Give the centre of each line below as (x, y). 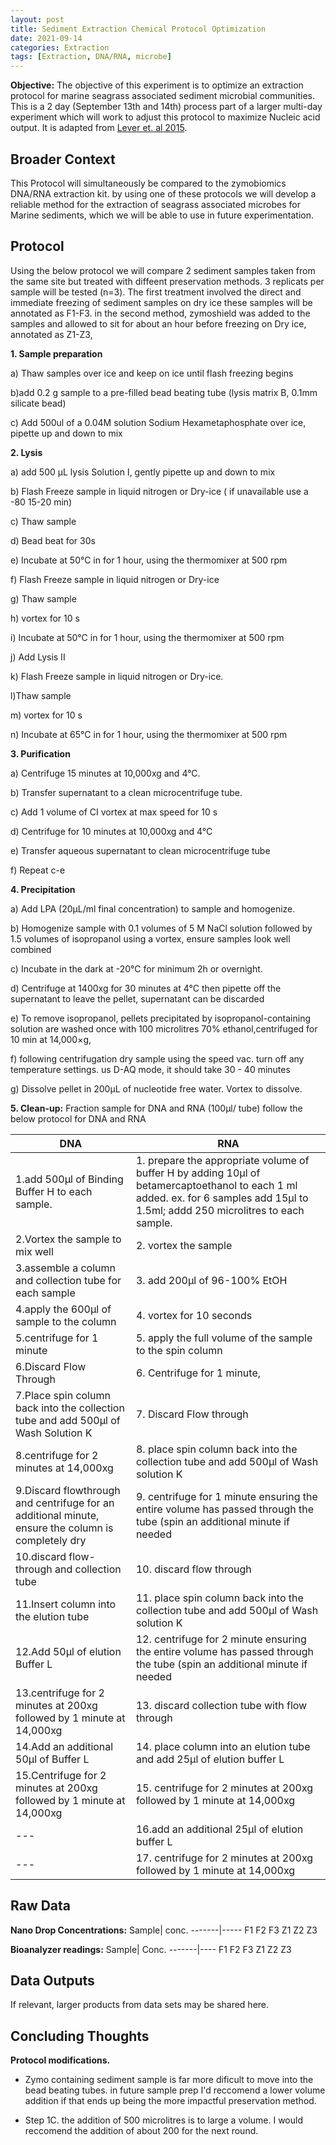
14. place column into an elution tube (223, 1746)
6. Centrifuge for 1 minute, (198, 1373)
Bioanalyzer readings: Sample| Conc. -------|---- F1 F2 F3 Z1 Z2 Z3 (151, 1949)
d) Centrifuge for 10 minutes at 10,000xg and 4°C (111, 831)
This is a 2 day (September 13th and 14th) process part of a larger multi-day (166, 107)
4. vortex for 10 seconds (194, 1315)
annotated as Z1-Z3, (51, 334)
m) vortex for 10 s (46, 715)
